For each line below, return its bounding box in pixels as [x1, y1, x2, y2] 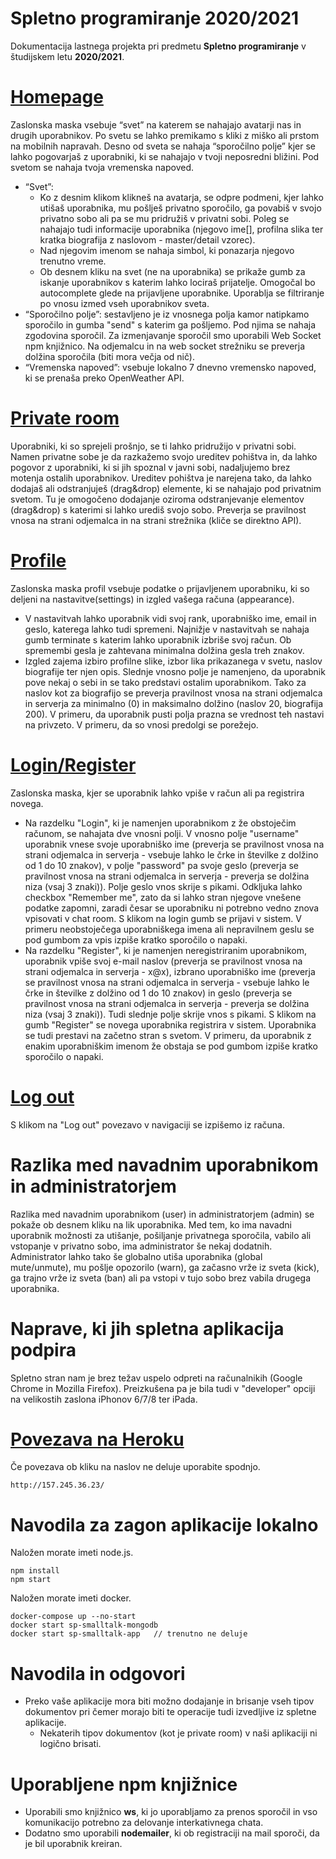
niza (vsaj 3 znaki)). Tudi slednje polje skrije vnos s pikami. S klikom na [24, 1008, 317, 1020]
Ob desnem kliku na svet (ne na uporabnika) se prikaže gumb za [39, 265, 306, 277]
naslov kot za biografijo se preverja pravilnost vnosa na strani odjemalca [24, 687, 323, 699]
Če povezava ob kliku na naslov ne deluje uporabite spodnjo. [10, 1461, 261, 1473]
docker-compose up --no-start [10, 1612, 137, 1622]
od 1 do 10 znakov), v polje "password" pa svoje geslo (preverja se [24, 859, 300, 871]
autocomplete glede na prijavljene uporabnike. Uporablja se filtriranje [39, 287, 325, 299]
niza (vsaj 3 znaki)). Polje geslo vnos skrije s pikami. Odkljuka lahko [24, 880, 303, 892]
